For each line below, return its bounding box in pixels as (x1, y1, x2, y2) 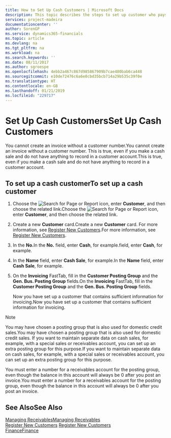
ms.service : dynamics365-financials (5, 31, 83, 36)
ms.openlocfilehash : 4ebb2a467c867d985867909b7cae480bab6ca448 (5, 69, 142, 75)
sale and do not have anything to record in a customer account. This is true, (5, 154, 163, 160)
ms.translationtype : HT (5, 79, 56, 84)
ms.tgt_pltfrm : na (5, 45, 44, 51)
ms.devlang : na (5, 41, 38, 46)
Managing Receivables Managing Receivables (5, 417, 101, 423)
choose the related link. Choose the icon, (12, 206, 159, 212)
